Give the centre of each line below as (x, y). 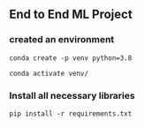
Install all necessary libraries (72, 95)
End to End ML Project (71, 15)
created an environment (62, 40)
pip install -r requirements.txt (71, 114)
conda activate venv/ (49, 73)
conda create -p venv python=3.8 (71, 58)
